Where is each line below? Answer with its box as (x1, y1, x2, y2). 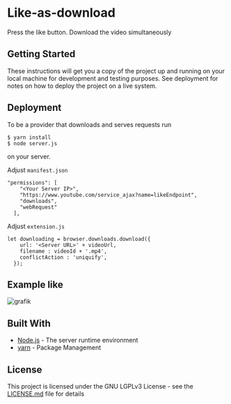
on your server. (7, 152, 51, 160)
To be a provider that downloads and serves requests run (7, 120, 172, 128)
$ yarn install (7, 134, 51, 141)
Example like (7, 278, 64, 290)
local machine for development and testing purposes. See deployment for (7, 74, 218, 82)
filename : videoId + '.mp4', (19, 248, 108, 255)
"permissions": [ (7, 179, 58, 186)
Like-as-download (7, 5, 116, 21)
